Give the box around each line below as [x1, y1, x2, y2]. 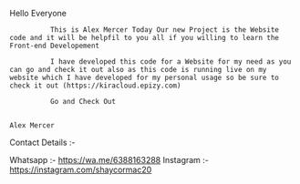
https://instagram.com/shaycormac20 [9, 164, 152, 175]
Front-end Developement [9, 41, 100, 50]
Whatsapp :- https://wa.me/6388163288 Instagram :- [9, 155, 210, 165]
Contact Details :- [9, 137, 76, 148]
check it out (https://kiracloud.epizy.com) [9, 81, 181, 90]
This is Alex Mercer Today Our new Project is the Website [49, 26, 280, 35]
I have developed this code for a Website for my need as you [49, 57, 292, 66]
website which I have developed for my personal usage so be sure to [9, 73, 280, 82]
